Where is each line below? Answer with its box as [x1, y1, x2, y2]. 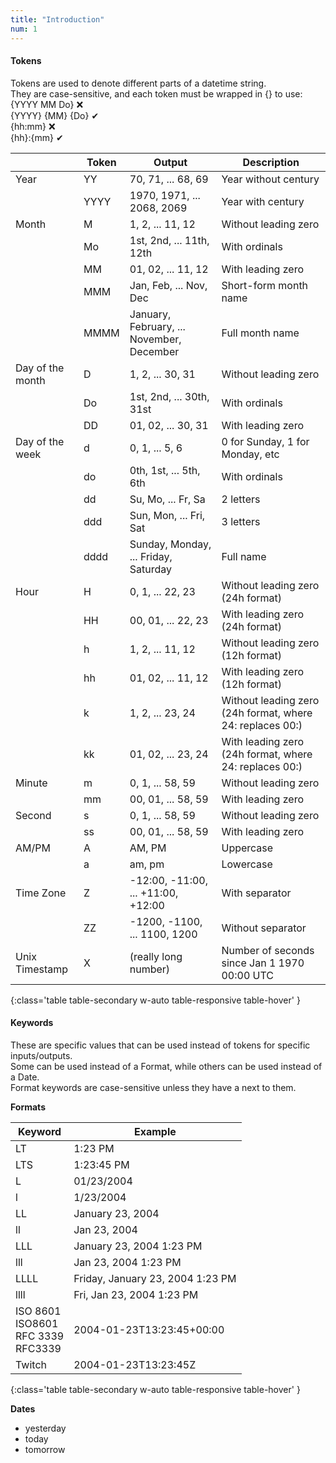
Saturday [129, 562, 172, 576]
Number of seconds [221, 943, 315, 957]
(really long [129, 949, 183, 963]
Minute [15, 776, 48, 790]
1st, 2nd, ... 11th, [129, 233, 210, 247]
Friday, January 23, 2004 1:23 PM [73, 1271, 237, 1285]
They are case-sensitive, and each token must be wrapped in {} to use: [10, 87, 303, 100]
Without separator [221, 921, 307, 935]
